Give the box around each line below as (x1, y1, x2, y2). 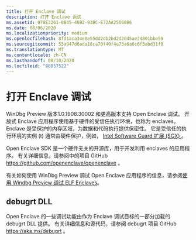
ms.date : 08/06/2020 (6, 25, 57, 31)
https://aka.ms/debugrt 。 (6, 228, 68, 235)
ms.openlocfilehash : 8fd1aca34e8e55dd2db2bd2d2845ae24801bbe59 (6, 36, 164, 42)
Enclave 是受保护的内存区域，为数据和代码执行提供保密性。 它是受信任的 (6, 125, 182, 132)
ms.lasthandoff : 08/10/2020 (6, 57, 75, 63)
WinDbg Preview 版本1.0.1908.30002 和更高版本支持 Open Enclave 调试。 (6, 111, 183, 118)
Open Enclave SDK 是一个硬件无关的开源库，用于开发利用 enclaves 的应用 (6, 145, 185, 152)
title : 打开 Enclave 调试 (6, 8, 66, 15)
